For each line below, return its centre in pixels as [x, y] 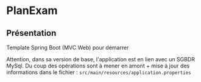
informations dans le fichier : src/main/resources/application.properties [99, 72]
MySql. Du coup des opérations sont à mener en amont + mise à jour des [98, 66]
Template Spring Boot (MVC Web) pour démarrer [68, 47]
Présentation [31, 33]
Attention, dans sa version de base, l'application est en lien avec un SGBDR [100, 59]
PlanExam [32, 11]
